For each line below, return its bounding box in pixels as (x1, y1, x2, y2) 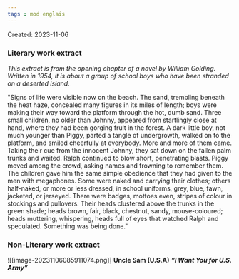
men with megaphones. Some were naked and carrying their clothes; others (7, 176, 231, 185)
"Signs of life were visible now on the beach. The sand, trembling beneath (7, 93, 225, 101)
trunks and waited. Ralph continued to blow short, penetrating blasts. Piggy (7, 153, 229, 162)
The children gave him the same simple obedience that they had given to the (7, 168, 233, 177)
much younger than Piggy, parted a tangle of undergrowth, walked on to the (7, 131, 230, 139)
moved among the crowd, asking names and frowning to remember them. (7, 161, 223, 170)
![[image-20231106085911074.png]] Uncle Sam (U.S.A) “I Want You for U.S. (7, 256, 232, 265)
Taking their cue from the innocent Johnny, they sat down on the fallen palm (7, 146, 232, 154)
